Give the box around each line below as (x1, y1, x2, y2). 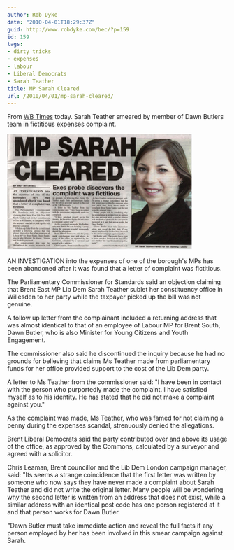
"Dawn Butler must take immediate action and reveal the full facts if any (7, 521, 213, 530)
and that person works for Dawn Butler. (7, 508, 120, 516)
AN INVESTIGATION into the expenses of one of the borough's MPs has (7, 257, 214, 265)
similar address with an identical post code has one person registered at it (7, 500, 220, 509)
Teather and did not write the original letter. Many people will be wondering (7, 486, 224, 494)
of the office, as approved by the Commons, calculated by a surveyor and (7, 442, 219, 451)
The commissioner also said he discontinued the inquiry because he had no (7, 350, 225, 358)
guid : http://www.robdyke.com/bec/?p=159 (7, 26, 130, 33)
